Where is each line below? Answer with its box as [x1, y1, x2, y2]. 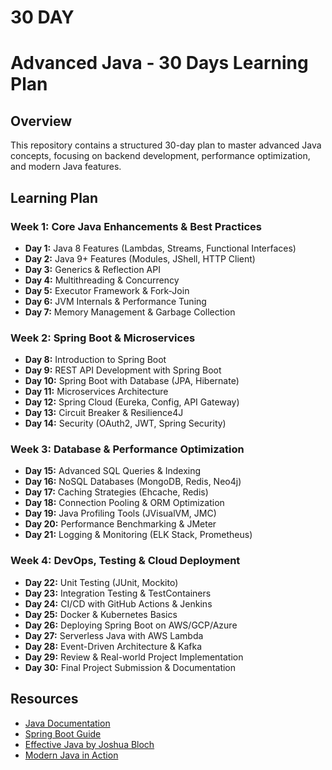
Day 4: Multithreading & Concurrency [24, 274, 180, 286]
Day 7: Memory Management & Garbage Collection [24, 306, 236, 318]
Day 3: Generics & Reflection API [24, 263, 161, 275]
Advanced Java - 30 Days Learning [10, 52, 309, 75]
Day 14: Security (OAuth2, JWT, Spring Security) [24, 417, 227, 430]
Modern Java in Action [24, 749, 119, 761]
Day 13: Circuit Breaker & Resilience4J [24, 407, 184, 419]
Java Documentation [24, 717, 111, 729]
